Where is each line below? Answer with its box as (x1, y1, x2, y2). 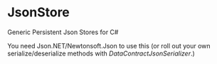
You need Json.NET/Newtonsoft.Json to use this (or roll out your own (7, 41, 211, 50)
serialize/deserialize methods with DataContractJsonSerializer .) (7, 49, 196, 58)
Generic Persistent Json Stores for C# (7, 28, 119, 36)
